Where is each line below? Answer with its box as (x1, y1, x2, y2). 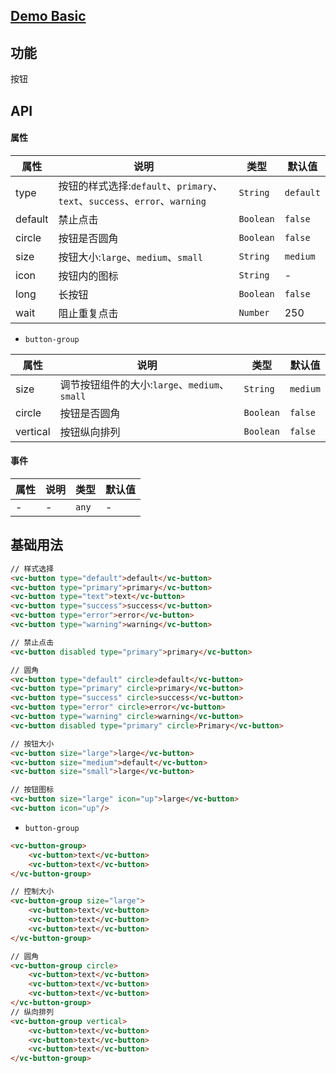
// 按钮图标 (10, 785, 55, 795)
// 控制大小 (10, 887, 55, 897)
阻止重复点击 (58, 306, 119, 320)
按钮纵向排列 (59, 425, 121, 439)
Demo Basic (10, 8, 87, 25)
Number (238, 307, 270, 318)
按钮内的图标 (58, 269, 119, 283)
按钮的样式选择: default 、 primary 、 (58, 179, 223, 193)
